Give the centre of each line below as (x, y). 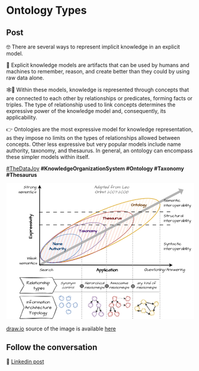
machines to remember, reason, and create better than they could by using (98, 71)
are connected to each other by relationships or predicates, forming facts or (99, 98)
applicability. (22, 117)
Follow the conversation (52, 347)
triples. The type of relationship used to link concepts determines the (91, 105)
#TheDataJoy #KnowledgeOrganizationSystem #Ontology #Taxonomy (95, 168)
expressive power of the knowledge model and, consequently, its (86, 111)
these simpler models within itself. (48, 157)
